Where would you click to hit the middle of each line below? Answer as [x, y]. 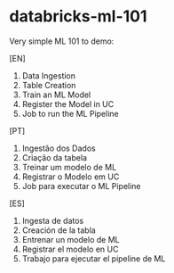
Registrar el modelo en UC [70, 249]
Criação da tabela [54, 157]
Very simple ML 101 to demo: [62, 41]
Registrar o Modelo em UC [71, 177]
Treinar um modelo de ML [69, 167]
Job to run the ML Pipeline [70, 113]
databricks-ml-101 [79, 17]
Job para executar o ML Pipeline [81, 186]
